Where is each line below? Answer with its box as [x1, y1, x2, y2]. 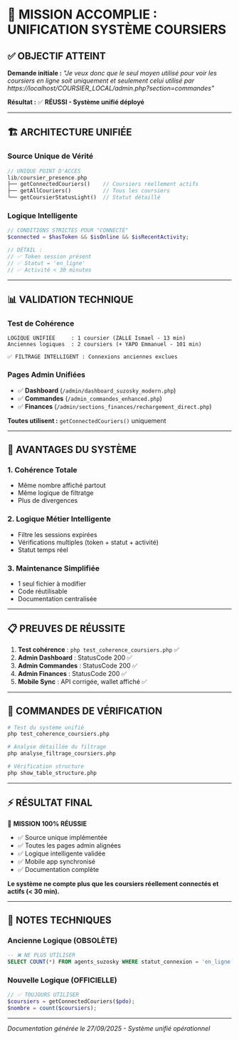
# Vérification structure [7, 763, 84, 770]
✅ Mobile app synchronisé [17, 857, 96, 865]
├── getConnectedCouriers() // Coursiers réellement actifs [7, 181, 199, 188]
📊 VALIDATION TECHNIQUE [7, 293, 134, 306]
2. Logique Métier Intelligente [7, 514, 112, 524]
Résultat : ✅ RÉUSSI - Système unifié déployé [7, 98, 144, 106]
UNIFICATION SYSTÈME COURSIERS [7, 21, 226, 38]
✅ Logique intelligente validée [17, 849, 106, 858]
